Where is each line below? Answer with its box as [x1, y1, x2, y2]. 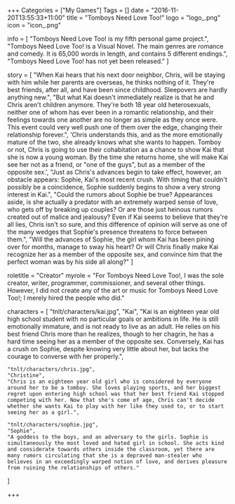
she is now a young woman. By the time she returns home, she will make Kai [7, 153, 228, 161]
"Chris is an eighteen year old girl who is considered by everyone [7, 378, 212, 385]
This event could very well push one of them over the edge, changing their [7, 123, 223, 131]
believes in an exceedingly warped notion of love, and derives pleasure [7, 458, 228, 465]
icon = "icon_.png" [7, 21, 62, 29]
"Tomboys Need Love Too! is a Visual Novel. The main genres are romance [7, 42, 224, 50]
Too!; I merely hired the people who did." [7, 294, 125, 302]
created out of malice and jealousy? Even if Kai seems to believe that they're [7, 213, 228, 221]
